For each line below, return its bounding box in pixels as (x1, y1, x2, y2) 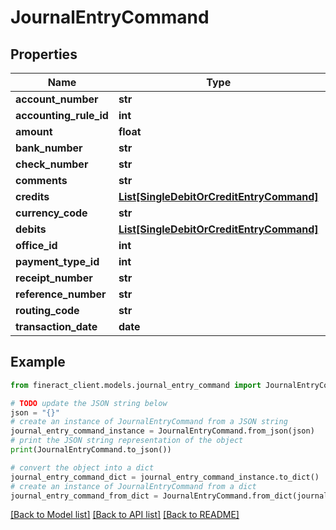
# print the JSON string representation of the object (10, 436, 244, 446)
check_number (15, 157, 89, 171)
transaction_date (15, 320, 98, 333)
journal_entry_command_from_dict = (10, 491, 159, 501)
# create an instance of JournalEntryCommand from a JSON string (10, 417, 288, 427)
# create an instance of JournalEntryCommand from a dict (10, 481, 257, 491)
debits (15, 222, 47, 236)
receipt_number (15, 271, 93, 285)
